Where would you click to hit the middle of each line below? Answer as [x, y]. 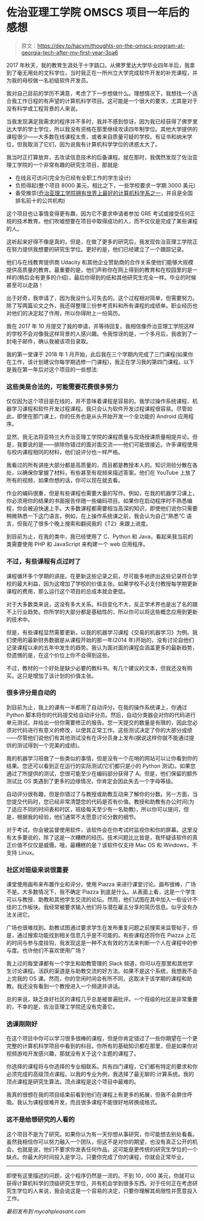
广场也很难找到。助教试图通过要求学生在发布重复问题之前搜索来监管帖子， [99, 928]
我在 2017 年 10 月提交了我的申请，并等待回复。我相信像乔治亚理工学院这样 [100, 326]
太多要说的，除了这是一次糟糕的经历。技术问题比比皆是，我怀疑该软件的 [102, 837]
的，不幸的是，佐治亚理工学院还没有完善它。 [62, 1007]
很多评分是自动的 [31, 693]
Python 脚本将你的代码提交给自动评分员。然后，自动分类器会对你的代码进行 [101, 715]
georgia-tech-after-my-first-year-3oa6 [70, 52]
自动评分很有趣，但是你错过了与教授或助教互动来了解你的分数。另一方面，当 [102, 794]
